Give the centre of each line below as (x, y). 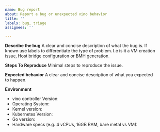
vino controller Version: (35, 99)
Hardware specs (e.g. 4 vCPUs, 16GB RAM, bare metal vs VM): (75, 125)
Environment (18, 89)
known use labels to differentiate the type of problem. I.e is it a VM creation (80, 51)
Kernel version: (27, 109)
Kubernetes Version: (32, 114)
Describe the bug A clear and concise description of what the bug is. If (76, 46)
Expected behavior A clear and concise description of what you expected (79, 75)
